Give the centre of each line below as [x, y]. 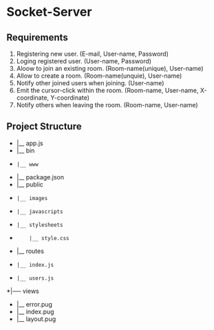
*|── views [23, 291]
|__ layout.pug [36, 319]
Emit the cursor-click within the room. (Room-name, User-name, [107, 90]
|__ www [27, 164]
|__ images [32, 198]
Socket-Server [49, 12]
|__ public [30, 184]
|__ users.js [35, 278]
